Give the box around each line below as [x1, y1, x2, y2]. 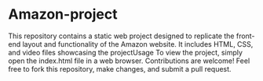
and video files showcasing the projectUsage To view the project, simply [8, 48, 243, 57]
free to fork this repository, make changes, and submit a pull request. [8, 64, 232, 73]
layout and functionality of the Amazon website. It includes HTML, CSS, [22, 39, 254, 48]
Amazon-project [8, 5, 118, 23]
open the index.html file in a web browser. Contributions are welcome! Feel [8, 56, 250, 65]
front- [236, 31, 255, 40]
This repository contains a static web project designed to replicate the [8, 31, 235, 40]
